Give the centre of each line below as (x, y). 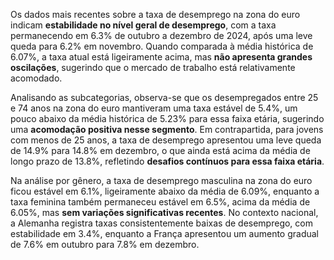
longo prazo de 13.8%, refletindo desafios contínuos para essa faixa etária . (167, 161)
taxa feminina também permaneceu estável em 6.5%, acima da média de (160, 202)
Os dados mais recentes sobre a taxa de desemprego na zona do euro (155, 14)
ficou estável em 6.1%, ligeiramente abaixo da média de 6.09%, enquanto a (165, 191)
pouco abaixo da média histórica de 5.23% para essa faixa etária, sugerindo (167, 118)
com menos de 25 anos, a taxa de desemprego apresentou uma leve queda (166, 140)
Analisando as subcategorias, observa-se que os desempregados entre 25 (164, 97)
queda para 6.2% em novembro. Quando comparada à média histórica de (162, 46)
